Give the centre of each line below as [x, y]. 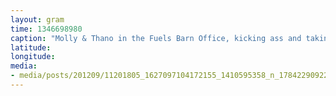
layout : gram [37, 19]
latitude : [31, 47]
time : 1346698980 [46, 29]
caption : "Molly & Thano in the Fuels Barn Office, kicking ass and [156, 38]
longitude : [33, 57]
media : [24, 66]
